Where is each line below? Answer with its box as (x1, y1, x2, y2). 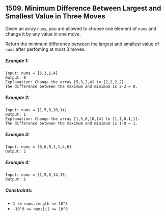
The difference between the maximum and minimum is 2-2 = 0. (5, 84, 138, 89)
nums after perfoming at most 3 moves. (5, 46, 86, 52)
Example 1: (5, 58, 29, 64)
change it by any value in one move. (5, 30, 81, 37)
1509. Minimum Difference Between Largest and (5, 4, 161, 13)
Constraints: (5, 188, 33, 194)
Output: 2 (5, 148, 26, 154)
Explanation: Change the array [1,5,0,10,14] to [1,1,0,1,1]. (5, 116, 140, 121)
